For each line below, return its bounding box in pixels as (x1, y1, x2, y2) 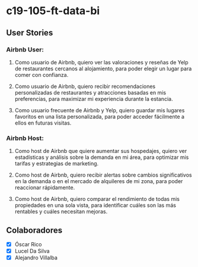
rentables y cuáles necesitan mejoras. (14, 208, 108, 215)
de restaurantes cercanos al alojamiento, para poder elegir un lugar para (14, 65, 192, 72)
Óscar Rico (14, 240, 42, 248)
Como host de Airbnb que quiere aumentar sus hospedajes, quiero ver (14, 148, 187, 155)
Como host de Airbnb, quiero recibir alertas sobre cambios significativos (14, 171, 192, 178)
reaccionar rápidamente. (14, 184, 75, 191)
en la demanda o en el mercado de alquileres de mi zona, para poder (14, 178, 183, 185)
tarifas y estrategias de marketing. (14, 160, 99, 167)
